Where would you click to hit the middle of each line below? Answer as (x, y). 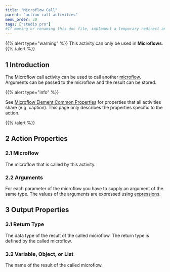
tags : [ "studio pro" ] (28, 24)
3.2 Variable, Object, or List (39, 254)
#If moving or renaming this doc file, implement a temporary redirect (82, 29)
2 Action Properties (36, 139)
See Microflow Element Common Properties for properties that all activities (83, 102)
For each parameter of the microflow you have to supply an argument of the (84, 188)
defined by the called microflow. (39, 241)
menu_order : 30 (21, 19)
